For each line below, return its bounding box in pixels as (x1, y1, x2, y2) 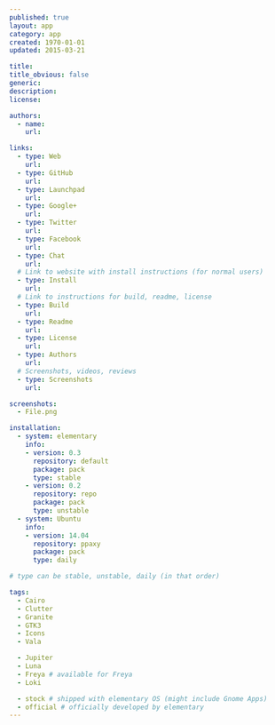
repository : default (32, 457, 109, 466)
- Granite (17, 612, 53, 622)
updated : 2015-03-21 (9, 46, 86, 55)
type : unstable (32, 506, 90, 515)
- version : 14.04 (25, 530, 90, 540)
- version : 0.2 (25, 482, 82, 490)
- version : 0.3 (25, 448, 82, 458)
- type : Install (17, 276, 77, 285)
